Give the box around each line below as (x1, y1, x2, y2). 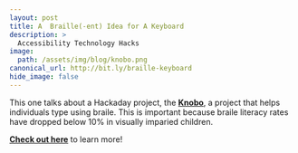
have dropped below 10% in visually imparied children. (9, 116, 214, 127)
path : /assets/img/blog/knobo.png (17, 55, 148, 64)
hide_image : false (9, 72, 79, 81)
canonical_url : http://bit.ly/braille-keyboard (9, 64, 193, 73)
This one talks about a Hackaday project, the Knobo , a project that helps (9, 97, 281, 108)
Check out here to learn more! (9, 133, 123, 145)
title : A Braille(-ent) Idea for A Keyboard (9, 22, 184, 31)
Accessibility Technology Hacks (17, 38, 140, 48)
